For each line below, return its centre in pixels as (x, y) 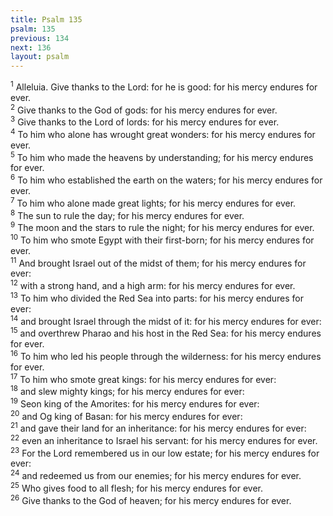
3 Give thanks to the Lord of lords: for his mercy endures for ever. (145, 121)
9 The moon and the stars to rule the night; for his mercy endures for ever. (162, 227)
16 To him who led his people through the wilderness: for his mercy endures (166, 355)
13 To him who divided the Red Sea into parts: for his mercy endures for (157, 297)
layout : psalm (40, 57)
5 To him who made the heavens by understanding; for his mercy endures (162, 156)
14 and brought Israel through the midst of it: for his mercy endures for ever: (166, 320)
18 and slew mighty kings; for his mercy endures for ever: (127, 390)
